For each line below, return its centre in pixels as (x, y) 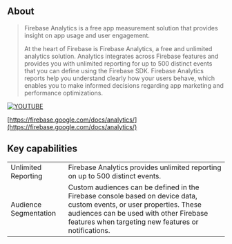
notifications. (89, 230)
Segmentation (33, 213)
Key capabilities (42, 149)
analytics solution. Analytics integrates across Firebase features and (121, 56)
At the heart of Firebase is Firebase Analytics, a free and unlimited (118, 48)
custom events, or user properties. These (135, 205)
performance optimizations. (64, 93)
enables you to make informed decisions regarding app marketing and (124, 85)
